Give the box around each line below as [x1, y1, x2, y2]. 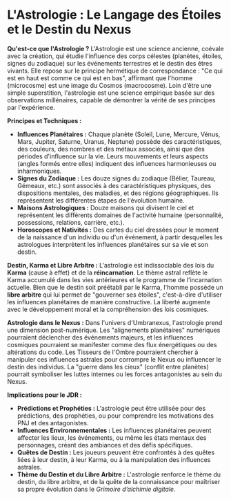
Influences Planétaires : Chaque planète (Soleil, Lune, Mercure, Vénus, [17, 130, 221, 138]
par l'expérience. [7, 103, 55, 111]
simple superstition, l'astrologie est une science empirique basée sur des [7, 89, 215, 97]
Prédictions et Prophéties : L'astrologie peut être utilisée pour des [17, 404, 206, 412]
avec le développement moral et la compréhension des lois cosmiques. [7, 305, 209, 313]
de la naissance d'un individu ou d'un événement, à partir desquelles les [17, 232, 223, 241]
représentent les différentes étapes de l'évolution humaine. [17, 196, 185, 204]
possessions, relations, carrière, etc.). [17, 218, 125, 226]
